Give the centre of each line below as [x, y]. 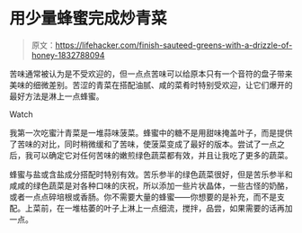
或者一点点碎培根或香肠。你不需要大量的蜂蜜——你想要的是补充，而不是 [143, 197]
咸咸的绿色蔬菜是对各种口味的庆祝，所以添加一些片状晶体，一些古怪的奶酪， [151, 185]
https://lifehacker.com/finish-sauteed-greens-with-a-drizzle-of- [174, 45]
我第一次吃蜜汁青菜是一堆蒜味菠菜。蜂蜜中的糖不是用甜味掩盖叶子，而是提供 [151, 132]
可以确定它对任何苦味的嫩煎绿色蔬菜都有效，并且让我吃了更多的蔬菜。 [163, 155]
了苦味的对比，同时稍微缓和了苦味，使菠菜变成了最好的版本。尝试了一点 [143, 144]
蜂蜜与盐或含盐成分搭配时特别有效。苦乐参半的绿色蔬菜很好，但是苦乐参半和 [151, 174]
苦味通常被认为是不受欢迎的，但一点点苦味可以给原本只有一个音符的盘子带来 [151, 74]
